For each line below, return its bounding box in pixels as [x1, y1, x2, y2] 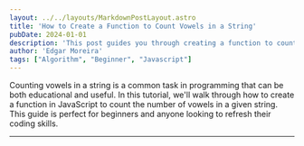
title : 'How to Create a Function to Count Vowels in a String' [9, 22, 257, 31]
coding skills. [9, 118, 59, 129]
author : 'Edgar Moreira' [9, 47, 103, 56]
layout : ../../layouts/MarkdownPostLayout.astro [9, 13, 196, 23]
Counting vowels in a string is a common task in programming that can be [9, 80, 284, 90]
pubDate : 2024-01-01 [9, 30, 88, 39]
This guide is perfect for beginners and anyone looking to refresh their [9, 109, 271, 119]
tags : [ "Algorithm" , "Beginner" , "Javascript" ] [9, 55, 193, 64]
